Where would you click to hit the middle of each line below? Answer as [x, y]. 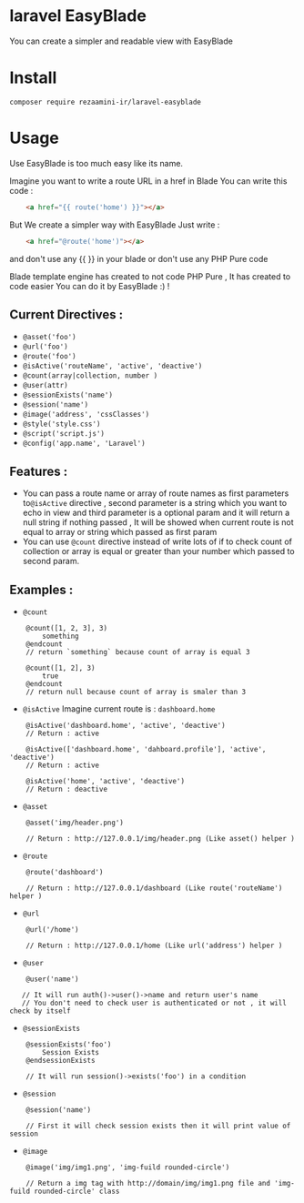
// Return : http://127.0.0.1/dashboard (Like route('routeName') [154, 888]
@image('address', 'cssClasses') [86, 415]
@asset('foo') [49, 338]
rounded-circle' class [76, 1191]
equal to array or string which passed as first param [120, 532]
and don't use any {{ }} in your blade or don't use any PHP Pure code [139, 258]
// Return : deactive [66, 789]
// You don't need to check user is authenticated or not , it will [154, 1003]
